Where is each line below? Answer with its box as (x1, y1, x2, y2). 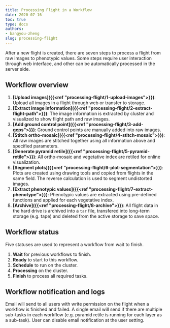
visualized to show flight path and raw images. (12, 115, 110, 122)
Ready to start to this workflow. (12, 256, 79, 262)
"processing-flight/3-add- (86, 121, 144, 127)
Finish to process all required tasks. (12, 273, 88, 279)
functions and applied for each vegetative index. (12, 197, 114, 203)
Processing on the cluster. (12, 267, 69, 274)
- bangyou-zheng (5, 31, 40, 36)
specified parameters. (12, 143, 59, 149)
